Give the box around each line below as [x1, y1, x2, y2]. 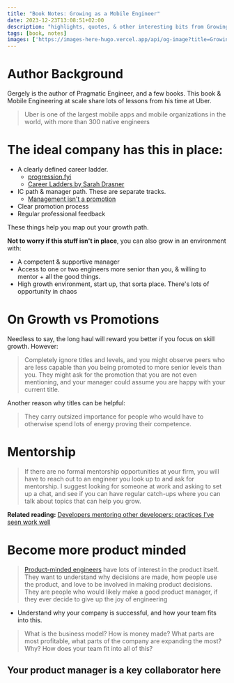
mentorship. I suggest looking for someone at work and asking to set [24, 482, 221, 490]
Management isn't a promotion [27, 195, 116, 203]
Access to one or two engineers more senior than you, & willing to [17, 265, 207, 273]
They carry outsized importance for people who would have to [24, 412, 204, 421]
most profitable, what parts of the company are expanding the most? [24, 636, 221, 645]
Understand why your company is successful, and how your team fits [17, 608, 217, 617]
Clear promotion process [17, 202, 89, 210]
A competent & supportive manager [17, 257, 120, 266]
